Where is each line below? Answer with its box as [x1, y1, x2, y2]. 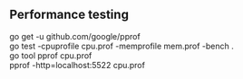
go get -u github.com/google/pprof [9, 31, 141, 41]
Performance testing [9, 7, 130, 22]
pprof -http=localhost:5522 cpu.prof [9, 59, 145, 70]
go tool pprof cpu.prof [9, 49, 92, 61]
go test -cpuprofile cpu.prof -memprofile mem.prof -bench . [9, 40, 234, 51]
